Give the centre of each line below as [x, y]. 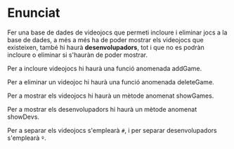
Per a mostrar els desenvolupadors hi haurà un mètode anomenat [102, 109]
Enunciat [34, 13]
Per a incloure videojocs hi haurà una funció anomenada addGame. [105, 68]
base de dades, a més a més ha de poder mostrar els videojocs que [105, 39]
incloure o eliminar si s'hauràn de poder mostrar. [77, 55]
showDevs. [24, 117]
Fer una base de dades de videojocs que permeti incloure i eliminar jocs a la [117, 32]
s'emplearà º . [27, 138]
